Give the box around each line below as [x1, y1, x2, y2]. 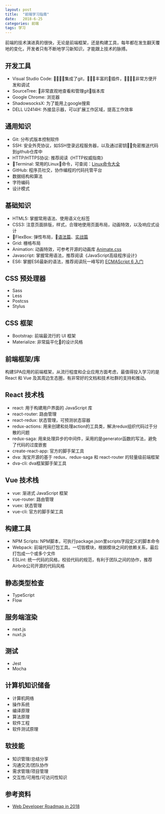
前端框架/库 [5, 355, 40, 363]
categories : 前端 [5, 21, 39, 26]
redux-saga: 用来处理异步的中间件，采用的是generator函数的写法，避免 [12, 436, 157, 441]
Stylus [12, 304, 26, 309]
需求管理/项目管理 [12, 768, 49, 774]
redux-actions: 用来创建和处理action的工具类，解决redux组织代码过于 [12, 423, 153, 429]
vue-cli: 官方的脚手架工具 [12, 509, 64, 514]
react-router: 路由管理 [12, 411, 57, 417]
